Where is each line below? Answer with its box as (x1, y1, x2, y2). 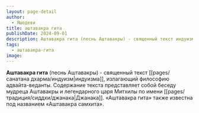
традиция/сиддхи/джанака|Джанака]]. (6, 94, 105, 101)
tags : (6, 42, 20, 48)
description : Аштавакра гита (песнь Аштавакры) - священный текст (6, 36, 174, 42)
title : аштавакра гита (6, 25, 62, 31)
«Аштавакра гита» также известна (105, 94, 193, 101)
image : (6, 53, 23, 59)
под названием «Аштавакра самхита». (6, 100, 104, 107)
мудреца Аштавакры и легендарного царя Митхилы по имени (6, 88, 163, 95)
